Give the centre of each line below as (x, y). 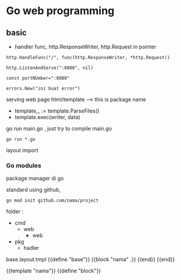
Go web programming (60, 11)
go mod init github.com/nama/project (52, 201)
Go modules (24, 165)
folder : (15, 212)
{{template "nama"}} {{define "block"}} (54, 271)
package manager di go (35, 179)
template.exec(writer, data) (47, 117)
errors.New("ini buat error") (43, 88)
